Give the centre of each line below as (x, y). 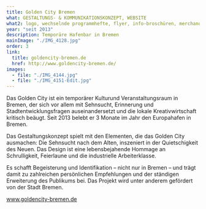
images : (16, 69)
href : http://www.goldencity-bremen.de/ (64, 63)
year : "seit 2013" (30, 29)
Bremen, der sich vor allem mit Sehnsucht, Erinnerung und (80, 104)
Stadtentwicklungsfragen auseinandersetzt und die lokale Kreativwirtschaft (101, 111)
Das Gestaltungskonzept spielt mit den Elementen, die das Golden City (96, 136)
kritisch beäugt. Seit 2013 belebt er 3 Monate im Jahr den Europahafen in (99, 118)
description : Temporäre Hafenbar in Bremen (63, 35)
